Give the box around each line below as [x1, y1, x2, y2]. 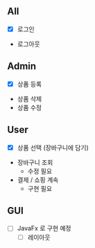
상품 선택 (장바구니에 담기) [17, 143, 89, 152]
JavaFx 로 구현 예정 [17, 224, 71, 233]
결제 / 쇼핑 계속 [17, 176, 59, 184]
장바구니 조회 [17, 158, 53, 166]
